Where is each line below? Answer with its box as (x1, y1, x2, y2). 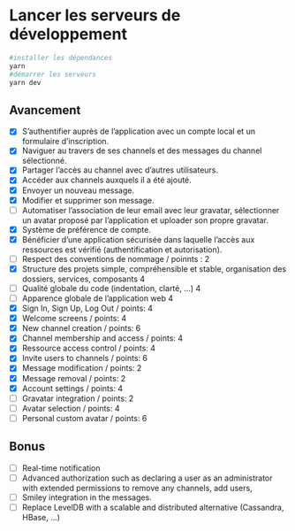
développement (9, 24, 128, 44)
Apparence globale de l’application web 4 (21, 293, 174, 304)
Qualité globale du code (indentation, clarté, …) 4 (21, 282, 201, 293)
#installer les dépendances (9, 53, 113, 62)
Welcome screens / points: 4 (21, 313, 126, 324)
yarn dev (9, 78, 42, 87)
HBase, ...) (21, 512, 60, 522)
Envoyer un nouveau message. (21, 185, 135, 196)
